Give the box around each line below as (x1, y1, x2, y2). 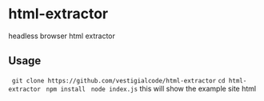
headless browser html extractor (8, 31, 116, 41)
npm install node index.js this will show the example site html (46, 84, 257, 93)
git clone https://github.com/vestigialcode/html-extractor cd (11, 76, 226, 84)
